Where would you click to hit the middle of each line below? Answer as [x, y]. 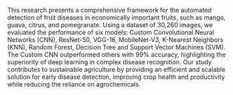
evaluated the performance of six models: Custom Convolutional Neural [111, 32]
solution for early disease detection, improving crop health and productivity [116, 77]
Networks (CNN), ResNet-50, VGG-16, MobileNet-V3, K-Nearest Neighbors [115, 40]
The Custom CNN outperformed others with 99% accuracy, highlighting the [116, 54]
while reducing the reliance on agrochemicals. [74, 84]
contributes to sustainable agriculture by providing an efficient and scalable [116, 70]
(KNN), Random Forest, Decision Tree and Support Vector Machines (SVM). [116, 47]
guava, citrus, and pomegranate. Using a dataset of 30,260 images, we [110, 25]
